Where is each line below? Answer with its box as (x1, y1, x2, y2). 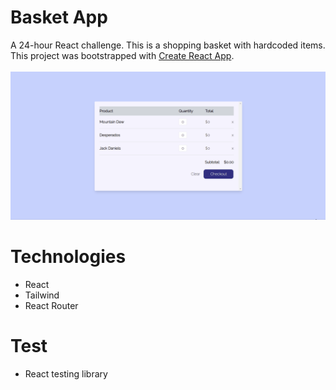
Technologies (10, 246, 127, 268)
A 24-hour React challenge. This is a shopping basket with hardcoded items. (10, 39, 326, 51)
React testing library (24, 368, 108, 380)
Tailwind (24, 289, 60, 301)
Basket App (10, 6, 108, 29)
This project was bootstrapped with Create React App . (10, 49, 235, 61)
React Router (24, 300, 79, 312)
